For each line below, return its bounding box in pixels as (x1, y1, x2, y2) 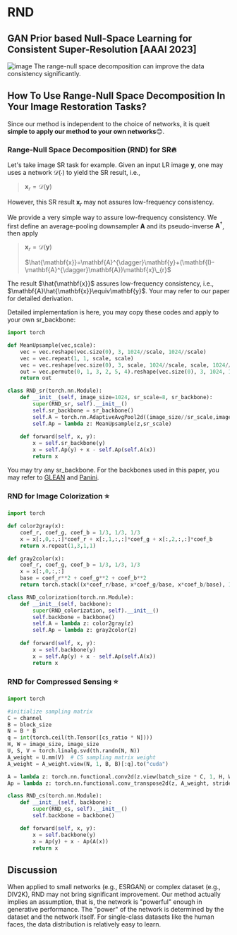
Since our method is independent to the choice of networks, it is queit (7, 119, 210, 128)
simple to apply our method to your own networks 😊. (7, 127, 165, 135)
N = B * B (7, 728, 37, 735)
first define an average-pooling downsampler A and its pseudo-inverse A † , (7, 220, 224, 230)
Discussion (7, 864, 58, 876)
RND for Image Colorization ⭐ (7, 491, 110, 501)
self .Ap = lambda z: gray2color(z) (32, 627, 138, 634)
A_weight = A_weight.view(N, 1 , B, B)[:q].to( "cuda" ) (7, 760, 169, 767)
